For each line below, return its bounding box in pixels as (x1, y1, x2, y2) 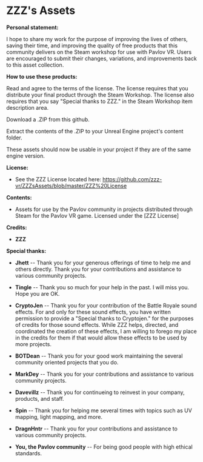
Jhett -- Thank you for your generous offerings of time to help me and (15, 259, 191, 266)
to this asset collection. (6, 61, 64, 69)
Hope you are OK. (15, 290, 60, 297)
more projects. (15, 340, 52, 347)
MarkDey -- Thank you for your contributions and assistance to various (15, 370, 194, 378)
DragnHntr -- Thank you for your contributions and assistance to (15, 425, 178, 432)
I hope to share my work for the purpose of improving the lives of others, (6, 35, 188, 42)
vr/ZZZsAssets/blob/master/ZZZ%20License (15, 182, 127, 189)
